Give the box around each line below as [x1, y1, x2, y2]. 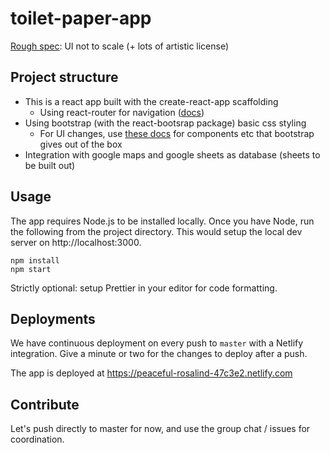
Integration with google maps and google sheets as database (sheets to [24, 148, 321, 161]
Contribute [10, 396, 80, 413]
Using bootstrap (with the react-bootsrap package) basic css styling [24, 117, 307, 129]
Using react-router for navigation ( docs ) [39, 106, 205, 118]
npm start [10, 264, 52, 274]
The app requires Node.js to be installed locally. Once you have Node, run [10, 215, 315, 227]
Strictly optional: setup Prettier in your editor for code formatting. [10, 282, 278, 294]
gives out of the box [39, 138, 123, 150]
